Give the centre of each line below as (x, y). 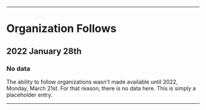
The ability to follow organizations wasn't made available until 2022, (92, 82)
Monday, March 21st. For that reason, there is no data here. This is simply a (101, 88)
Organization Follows (61, 29)
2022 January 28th (44, 51)
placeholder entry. (29, 95)
